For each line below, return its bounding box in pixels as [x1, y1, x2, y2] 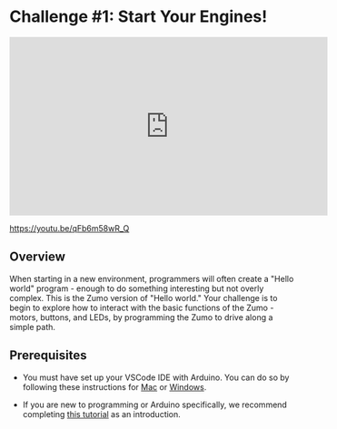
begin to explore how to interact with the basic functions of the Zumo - [9, 302, 274, 313]
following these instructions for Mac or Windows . [22, 381, 207, 392]
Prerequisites [9, 347, 87, 364]
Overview [9, 249, 66, 265]
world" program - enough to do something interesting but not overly [9, 283, 264, 294]
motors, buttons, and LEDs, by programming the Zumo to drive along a [9, 311, 273, 323]
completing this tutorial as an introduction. [22, 408, 182, 419]
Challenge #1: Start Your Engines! [9, 6, 268, 27]
